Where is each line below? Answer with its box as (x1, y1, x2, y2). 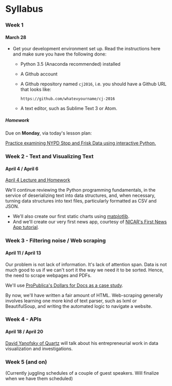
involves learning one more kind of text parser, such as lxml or (5, 298, 137, 304)
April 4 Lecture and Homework (5, 177, 70, 183)
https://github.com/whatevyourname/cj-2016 (20, 96, 116, 102)
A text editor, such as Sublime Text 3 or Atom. (20, 105, 118, 112)
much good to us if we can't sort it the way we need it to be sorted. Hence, (5, 267, 164, 273)
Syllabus (5, 3, 44, 15)
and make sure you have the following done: (12, 51, 107, 57)
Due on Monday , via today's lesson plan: (5, 130, 92, 136)
